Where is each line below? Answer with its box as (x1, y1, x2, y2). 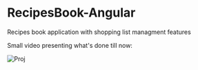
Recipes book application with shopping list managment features (7, 28, 191, 36)
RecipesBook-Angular (7, 5, 136, 21)
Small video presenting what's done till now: (7, 41, 133, 49)
